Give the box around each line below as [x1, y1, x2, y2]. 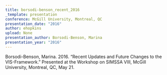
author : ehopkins [5, 26, 42, 31]
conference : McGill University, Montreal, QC [5, 16, 102, 21]
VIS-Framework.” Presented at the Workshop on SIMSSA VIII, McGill [5, 58, 146, 65]
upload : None [5, 30, 33, 35]
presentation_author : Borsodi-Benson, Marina [5, 35, 102, 40]
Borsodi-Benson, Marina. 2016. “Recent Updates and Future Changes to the [5, 53, 162, 59]
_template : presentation [5, 12, 57, 17]
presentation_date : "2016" [5, 21, 62, 26]
